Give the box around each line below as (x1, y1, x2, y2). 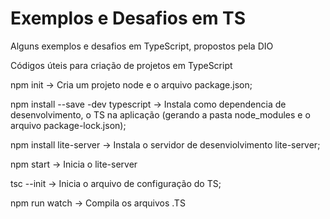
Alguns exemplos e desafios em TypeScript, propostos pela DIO (10, 40, 274, 52)
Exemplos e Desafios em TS (10, 7, 246, 30)
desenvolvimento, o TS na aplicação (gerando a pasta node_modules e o (10, 108, 311, 121)
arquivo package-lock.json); (10, 119, 127, 131)
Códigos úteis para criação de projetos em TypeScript (10, 59, 233, 71)
